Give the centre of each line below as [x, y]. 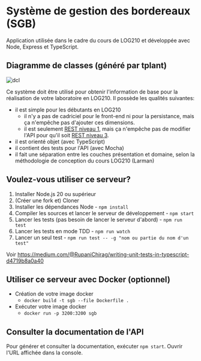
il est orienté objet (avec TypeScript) [60, 142]
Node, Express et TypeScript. [43, 47]
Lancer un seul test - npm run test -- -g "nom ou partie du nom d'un [102, 237]
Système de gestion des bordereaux [98, 11]
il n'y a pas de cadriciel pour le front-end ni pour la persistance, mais [109, 116]
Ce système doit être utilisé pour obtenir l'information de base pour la [92, 92]
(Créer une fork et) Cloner [47, 200]
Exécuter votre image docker [51, 306]
